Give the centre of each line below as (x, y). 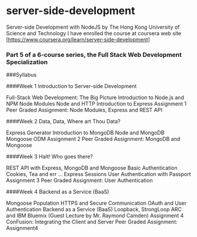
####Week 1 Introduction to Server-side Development (71, 86)
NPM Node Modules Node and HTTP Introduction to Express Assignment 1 (96, 104)
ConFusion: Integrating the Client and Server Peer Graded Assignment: (92, 222)
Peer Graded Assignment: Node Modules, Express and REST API (84, 110)
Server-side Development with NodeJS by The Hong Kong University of (93, 27)
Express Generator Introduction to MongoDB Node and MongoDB (85, 133)
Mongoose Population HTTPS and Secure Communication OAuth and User (96, 203)
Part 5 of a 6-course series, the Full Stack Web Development (94, 55)
